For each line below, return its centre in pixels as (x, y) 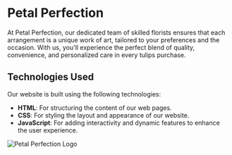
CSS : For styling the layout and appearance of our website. (103, 115)
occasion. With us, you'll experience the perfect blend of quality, (101, 47)
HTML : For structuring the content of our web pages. (94, 108)
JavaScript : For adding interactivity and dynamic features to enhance (118, 123)
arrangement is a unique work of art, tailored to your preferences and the (114, 39)
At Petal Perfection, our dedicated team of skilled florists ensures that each (116, 32)
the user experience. (48, 130)
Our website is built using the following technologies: (84, 94)
